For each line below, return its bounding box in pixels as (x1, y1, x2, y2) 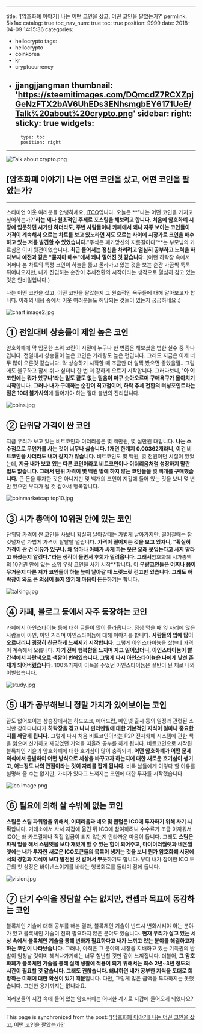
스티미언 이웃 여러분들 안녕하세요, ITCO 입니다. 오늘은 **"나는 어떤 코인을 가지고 (6, 208, 194, 215)
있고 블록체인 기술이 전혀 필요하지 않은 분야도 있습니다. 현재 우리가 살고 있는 (12, 930, 190, 937)
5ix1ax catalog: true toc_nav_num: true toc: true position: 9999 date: (6, 19, 174, 26)
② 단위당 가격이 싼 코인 (6, 420, 90, 431)
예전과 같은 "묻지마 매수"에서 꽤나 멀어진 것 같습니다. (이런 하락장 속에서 (22, 253, 191, 260)
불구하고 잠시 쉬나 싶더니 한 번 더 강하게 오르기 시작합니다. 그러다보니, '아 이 (17, 367, 195, 374)
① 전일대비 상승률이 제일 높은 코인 (6, 327, 129, 337)
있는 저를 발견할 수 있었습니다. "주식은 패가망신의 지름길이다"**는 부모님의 (17, 238, 189, 245)
